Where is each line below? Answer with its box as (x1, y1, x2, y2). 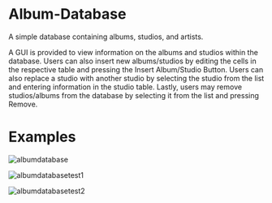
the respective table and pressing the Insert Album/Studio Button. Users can (8, 64, 264, 74)
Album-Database (8, 5, 127, 24)
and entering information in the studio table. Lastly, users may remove (8, 82, 242, 92)
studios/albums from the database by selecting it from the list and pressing (8, 90, 260, 100)
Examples (8, 127, 76, 146)
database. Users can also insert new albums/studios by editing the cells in (8, 56, 257, 66)
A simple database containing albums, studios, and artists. (8, 32, 204, 41)
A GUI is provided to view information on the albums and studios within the (8, 47, 258, 57)
